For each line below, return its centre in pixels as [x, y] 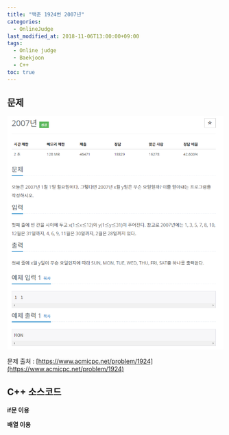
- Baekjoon [29, 58]
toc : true [21, 72]
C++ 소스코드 [34, 392]
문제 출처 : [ [23, 361]
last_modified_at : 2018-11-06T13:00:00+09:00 [73, 36]
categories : [24, 22]
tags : [15, 43]
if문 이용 [18, 410]
